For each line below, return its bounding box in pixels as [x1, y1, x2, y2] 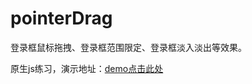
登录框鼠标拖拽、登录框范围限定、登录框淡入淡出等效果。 [10, 41, 247, 53]
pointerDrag [10, 7, 113, 30]
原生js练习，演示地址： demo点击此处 [10, 62, 164, 74]
